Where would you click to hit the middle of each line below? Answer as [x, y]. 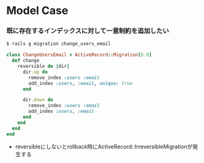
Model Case [37, 11]
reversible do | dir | [43, 67]
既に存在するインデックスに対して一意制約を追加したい [88, 31]
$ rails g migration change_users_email [59, 44]
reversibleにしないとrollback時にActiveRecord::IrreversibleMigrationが [104, 147]
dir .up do [35, 72]
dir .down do [38, 100]
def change [26, 61]
